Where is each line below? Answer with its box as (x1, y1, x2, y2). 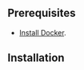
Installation (7, 51, 65, 65)
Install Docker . (18, 27, 66, 37)
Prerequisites (7, 6, 76, 20)
